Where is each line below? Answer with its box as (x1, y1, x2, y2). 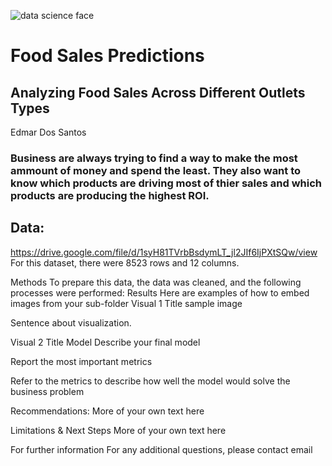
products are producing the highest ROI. (10, 188, 210, 202)
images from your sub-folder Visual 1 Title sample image (10, 297, 243, 309)
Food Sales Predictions (10, 45, 205, 67)
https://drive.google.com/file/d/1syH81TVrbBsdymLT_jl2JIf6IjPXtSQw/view (10, 246, 318, 258)
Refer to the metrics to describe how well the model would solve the (10, 375, 291, 387)
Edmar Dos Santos (10, 126, 87, 138)
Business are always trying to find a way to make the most (10, 151, 298, 165)
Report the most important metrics (10, 355, 153, 367)
